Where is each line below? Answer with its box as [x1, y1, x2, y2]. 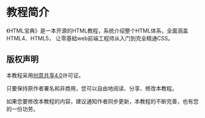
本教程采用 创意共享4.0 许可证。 [6, 72, 84, 79]
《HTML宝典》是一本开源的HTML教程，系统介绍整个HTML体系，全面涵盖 [6, 27, 189, 34]
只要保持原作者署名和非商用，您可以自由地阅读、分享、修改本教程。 [6, 84, 178, 92]
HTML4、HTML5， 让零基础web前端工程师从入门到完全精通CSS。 [6, 34, 174, 42]
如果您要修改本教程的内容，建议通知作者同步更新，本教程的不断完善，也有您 [6, 97, 199, 105]
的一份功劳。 [6, 105, 38, 112]
